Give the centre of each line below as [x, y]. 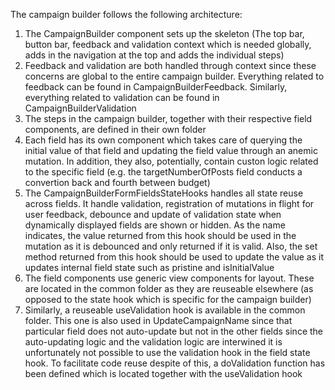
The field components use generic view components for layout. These [169, 278]
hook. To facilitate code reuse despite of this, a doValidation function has [175, 363]
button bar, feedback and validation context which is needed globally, [168, 44]
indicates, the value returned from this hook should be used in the [160, 235]
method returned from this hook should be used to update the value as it [174, 257]
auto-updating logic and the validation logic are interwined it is [153, 342]
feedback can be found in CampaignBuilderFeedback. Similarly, [156, 87]
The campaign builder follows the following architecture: [126, 14]
